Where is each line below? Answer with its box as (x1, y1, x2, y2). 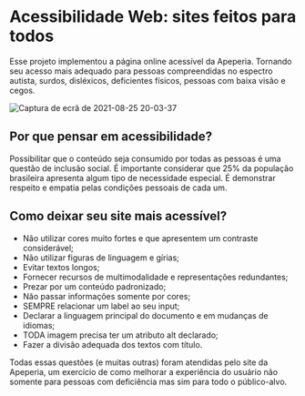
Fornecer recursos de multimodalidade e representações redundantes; (22, 271, 289, 282)
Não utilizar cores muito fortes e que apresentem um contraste (22, 232, 259, 243)
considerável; (22, 242, 75, 253)
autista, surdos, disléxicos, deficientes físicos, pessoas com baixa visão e (9, 75, 286, 86)
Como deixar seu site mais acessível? (9, 208, 228, 224)
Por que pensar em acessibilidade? (9, 129, 213, 145)
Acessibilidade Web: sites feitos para (9, 6, 297, 27)
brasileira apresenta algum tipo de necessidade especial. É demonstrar (9, 172, 276, 183)
